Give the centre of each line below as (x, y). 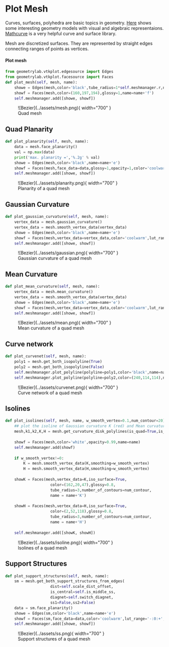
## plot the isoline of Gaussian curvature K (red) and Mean (79, 426)
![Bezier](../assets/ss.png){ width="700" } (61, 634)
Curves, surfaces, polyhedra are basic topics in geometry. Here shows (78, 23)
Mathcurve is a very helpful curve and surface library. (61, 33)
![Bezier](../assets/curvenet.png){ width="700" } (68, 387)
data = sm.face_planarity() (44, 608)
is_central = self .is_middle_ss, (83, 592)
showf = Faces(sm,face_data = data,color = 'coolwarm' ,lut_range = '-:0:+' (89, 619)
